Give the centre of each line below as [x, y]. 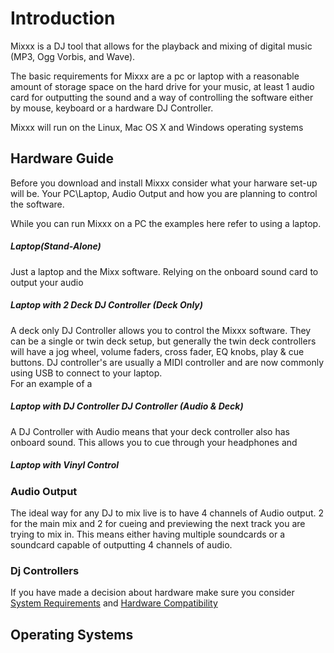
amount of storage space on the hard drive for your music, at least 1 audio [162, 86]
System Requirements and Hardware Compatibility [114, 603]
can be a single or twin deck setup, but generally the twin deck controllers [163, 341]
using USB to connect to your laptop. [86, 373]
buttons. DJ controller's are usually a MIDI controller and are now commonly [167, 362]
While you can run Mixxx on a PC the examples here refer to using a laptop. [166, 223]
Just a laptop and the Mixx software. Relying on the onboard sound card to [164, 271]
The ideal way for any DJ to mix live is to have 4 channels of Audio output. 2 [167, 513]
